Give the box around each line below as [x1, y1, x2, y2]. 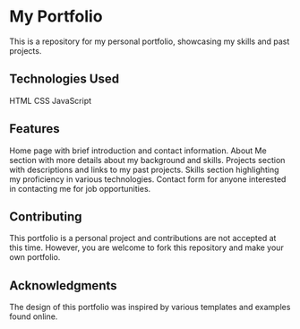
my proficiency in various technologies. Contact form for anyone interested [9, 173, 287, 185]
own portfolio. [9, 252, 61, 263]
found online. [9, 311, 58, 322]
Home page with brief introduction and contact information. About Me [9, 145, 267, 156]
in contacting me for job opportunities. [9, 183, 151, 194]
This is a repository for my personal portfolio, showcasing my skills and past [9, 36, 290, 47]
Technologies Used [9, 72, 119, 87]
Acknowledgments [9, 278, 118, 293]
